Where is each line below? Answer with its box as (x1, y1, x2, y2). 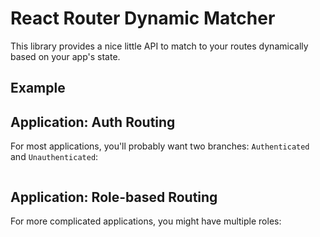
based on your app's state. (10, 50, 121, 62)
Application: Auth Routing (10, 113, 176, 131)
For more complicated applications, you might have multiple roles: (10, 215, 282, 227)
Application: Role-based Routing (10, 188, 218, 206)
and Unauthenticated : (10, 151, 99, 163)
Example (10, 80, 66, 97)
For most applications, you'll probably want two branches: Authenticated (10, 140, 310, 152)
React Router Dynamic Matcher (10, 7, 276, 30)
